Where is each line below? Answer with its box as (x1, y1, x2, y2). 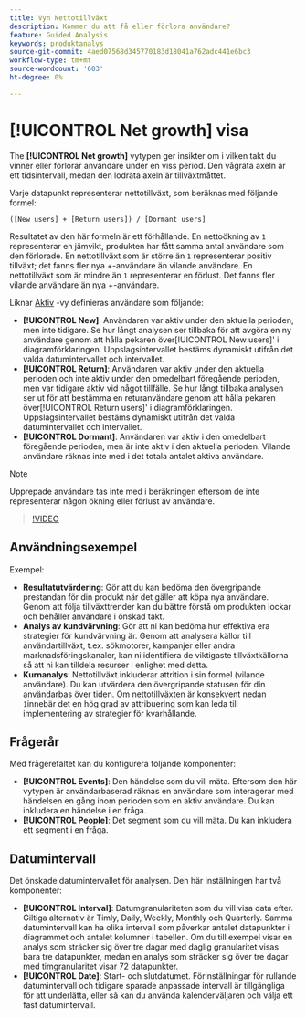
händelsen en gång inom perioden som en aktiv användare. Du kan (22, 795, 276, 806)
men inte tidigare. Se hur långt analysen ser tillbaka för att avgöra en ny (22, 324, 292, 335)
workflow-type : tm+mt (9, 56, 92, 65)
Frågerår (9, 734, 60, 750)
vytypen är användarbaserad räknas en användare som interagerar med (22, 786, 294, 797)
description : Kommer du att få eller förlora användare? (9, 22, 231, 31)
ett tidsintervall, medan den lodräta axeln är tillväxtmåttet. (9, 170, 227, 181)
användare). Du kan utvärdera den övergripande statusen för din (22, 678, 266, 689)
